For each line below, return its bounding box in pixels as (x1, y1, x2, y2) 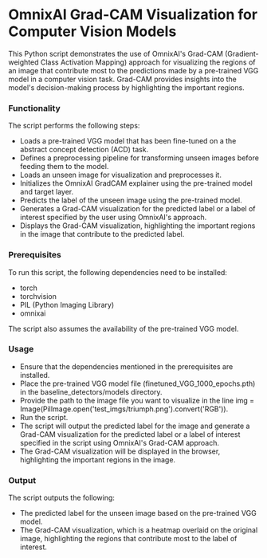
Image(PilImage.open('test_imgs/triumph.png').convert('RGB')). (19, 404, 229, 414)
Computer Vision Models (8, 22, 177, 41)
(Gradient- (224, 49, 259, 58)
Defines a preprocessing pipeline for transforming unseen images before (19, 153, 259, 163)
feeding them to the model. (19, 162, 109, 171)
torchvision (19, 291, 57, 301)
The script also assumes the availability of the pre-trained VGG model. (8, 324, 239, 333)
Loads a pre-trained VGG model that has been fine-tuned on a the (19, 136, 237, 146)
